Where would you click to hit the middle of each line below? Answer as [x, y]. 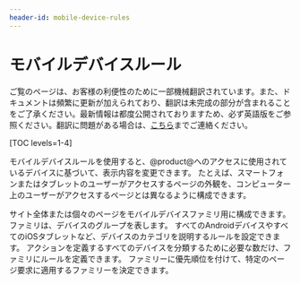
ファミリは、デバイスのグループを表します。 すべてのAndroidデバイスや [141, 225]
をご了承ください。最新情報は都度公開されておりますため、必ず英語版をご [146, 114]
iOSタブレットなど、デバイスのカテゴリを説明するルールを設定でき [149, 236]
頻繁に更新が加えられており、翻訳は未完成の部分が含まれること [173, 102]
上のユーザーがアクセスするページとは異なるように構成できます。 [130, 194]
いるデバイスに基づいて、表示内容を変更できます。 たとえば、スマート [139, 172]
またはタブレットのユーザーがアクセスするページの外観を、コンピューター [154, 184]
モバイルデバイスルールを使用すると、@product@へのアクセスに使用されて [149, 161]
